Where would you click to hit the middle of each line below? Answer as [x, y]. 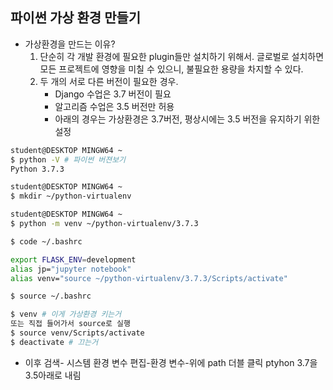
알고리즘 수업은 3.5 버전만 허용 [114, 106]
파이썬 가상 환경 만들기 [76, 18]
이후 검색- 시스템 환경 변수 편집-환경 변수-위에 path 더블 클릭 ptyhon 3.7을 [171, 362]
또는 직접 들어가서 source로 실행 [70, 324]
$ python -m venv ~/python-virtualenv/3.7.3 [104, 224]
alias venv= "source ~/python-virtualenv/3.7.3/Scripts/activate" [149, 278]
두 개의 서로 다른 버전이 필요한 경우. [109, 81]
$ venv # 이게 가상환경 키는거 [66, 314]
